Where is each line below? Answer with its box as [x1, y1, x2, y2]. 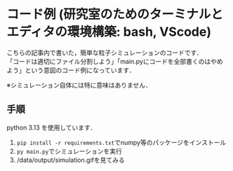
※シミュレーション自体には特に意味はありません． [6, 81, 152, 89]
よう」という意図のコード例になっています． [6, 66, 135, 74]
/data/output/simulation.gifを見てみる [16, 156, 125, 164]
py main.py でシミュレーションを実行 [16, 146, 122, 155]
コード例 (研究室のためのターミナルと [6, 6, 224, 22]
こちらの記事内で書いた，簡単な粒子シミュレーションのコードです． [6, 48, 203, 57]
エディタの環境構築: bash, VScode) [6, 24, 212, 40]
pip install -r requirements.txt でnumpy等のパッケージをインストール [16, 138, 227, 146]
